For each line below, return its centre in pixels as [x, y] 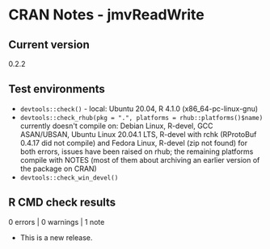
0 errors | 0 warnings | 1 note [57, 222]
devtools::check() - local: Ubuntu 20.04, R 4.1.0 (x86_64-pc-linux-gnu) [139, 108]
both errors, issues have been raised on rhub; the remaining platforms [137, 151]
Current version [49, 45]
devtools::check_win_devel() [69, 178]
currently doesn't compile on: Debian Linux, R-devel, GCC [116, 126]
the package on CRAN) [58, 168]
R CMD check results [62, 203]
